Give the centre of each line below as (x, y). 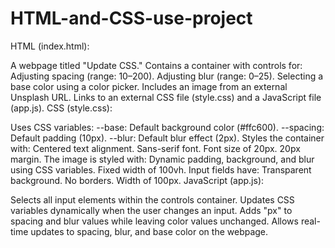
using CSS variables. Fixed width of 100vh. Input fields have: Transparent (161, 169)
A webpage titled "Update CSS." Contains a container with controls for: (156, 65)
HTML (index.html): (50, 46)
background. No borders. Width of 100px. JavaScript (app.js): (137, 180)
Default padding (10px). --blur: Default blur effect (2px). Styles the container (167, 138)
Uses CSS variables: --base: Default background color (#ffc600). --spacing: (167, 127)
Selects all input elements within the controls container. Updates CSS (152, 199)
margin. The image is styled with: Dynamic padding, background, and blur (162, 159)
